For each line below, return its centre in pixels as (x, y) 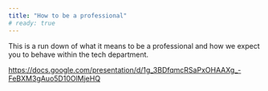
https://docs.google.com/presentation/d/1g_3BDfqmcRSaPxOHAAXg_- (125, 69)
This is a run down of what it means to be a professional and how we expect (134, 45)
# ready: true (32, 23)
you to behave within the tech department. (79, 54)
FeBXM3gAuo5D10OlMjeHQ (55, 78)
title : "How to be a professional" (68, 16)
